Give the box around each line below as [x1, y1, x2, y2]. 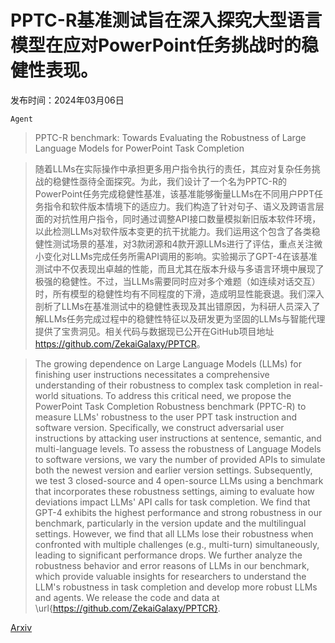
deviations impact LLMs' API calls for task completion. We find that [34, 496, 311, 508]
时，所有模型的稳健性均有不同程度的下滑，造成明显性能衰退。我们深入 [34, 287, 325, 300]
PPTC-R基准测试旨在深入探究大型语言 [10, 9, 323, 32]
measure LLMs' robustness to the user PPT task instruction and [34, 411, 298, 423]
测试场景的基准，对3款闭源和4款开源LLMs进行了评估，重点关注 [52, 237, 315, 250]
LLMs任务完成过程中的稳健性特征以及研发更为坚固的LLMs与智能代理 [43, 312, 326, 325]
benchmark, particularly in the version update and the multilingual [34, 517, 307, 529]
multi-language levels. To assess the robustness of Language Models [34, 442, 322, 455]
